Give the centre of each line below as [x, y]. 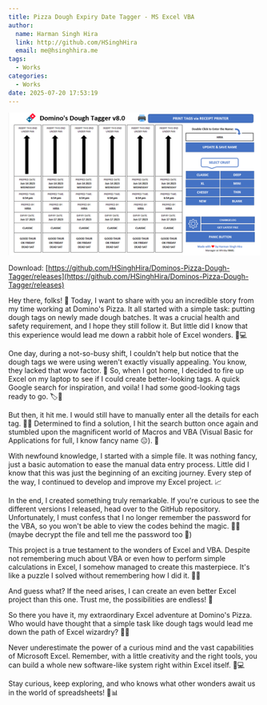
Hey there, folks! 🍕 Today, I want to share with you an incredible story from [131, 300]
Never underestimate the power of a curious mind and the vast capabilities [131, 647]
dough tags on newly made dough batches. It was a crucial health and [124, 317]
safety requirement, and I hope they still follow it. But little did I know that [128, 326]
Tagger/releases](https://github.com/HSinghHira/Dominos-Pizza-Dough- [129, 276]
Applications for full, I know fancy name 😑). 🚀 [84, 440]
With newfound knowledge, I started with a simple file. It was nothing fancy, [133, 455]
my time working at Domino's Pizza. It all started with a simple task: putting [132, 309]
